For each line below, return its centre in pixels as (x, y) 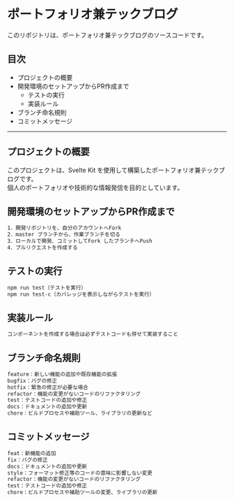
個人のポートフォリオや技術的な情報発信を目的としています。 (95, 187)
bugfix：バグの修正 (32, 381)
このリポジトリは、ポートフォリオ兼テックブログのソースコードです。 (107, 35)
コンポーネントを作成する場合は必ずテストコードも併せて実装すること (93, 334)
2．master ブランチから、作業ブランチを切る (64, 235)
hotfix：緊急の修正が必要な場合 (48, 387)
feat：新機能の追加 (32, 453)
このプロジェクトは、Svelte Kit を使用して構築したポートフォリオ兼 (104, 170)
